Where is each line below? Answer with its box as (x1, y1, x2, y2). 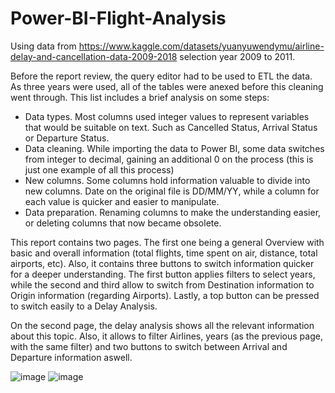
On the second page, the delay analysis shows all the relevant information (10, 319, 315, 331)
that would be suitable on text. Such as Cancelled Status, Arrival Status (24, 121, 318, 133)
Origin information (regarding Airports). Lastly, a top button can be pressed (10, 289, 320, 301)
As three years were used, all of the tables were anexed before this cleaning (10, 80, 324, 92)
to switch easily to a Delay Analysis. (10, 300, 158, 312)
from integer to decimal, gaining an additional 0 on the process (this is (24, 153, 314, 165)
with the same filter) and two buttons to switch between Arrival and (10, 340, 288, 352)
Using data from (10, 40, 77, 52)
